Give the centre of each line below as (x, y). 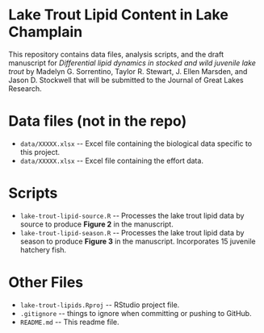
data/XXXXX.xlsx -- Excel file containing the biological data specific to (136, 144)
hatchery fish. (43, 250)
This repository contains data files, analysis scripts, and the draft (116, 54)
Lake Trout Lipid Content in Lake (118, 15)
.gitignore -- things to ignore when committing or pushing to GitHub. (136, 313)
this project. (40, 152)
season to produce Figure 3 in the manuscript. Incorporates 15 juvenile (138, 241)
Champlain (46, 32)
